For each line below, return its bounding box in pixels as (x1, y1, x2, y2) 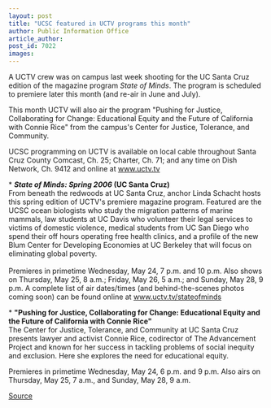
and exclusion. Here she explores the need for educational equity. (8, 351, 229, 360)
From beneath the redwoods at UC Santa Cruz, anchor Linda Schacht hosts (8, 189, 261, 197)
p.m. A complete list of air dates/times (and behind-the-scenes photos (8, 284, 245, 293)
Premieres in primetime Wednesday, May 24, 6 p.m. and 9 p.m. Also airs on (8, 367, 261, 376)
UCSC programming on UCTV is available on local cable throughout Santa (8, 147, 256, 156)
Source (8, 391, 33, 401)
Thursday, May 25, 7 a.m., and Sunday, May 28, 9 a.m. (8, 375, 191, 384)
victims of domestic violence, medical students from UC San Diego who (8, 223, 250, 232)
